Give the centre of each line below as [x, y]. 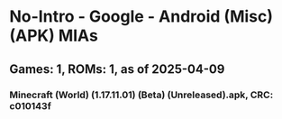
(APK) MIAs [54, 36]
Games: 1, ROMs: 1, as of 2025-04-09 [117, 69]
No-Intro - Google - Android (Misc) [141, 17]
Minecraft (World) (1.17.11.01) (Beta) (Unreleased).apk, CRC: [141, 95]
